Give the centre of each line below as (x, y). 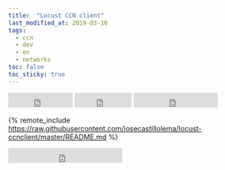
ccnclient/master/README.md (57, 137)
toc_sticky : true (37, 74)
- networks (33, 60)
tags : (17, 30)
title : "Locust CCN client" (56, 15)
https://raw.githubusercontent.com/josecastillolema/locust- (105, 128)
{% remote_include (40, 120)
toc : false (26, 67)
